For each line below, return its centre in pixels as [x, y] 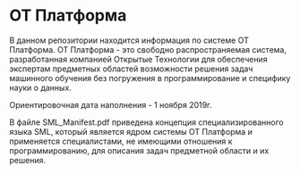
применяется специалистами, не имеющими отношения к [121, 141]
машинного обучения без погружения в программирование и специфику [150, 78]
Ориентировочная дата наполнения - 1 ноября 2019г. [111, 104]
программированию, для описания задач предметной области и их [139, 150]
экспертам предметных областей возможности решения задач [131, 69]
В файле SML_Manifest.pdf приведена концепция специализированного [146, 122]
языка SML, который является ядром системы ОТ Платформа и [131, 131]
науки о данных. [40, 87]
